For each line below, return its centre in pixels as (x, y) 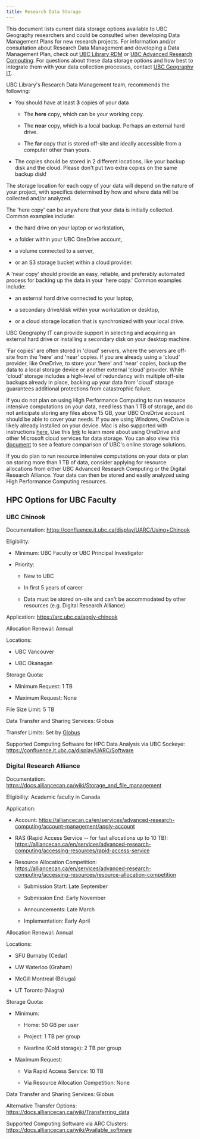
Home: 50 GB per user (51, 1025)
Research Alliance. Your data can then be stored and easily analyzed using (98, 475)
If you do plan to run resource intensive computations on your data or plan (97, 456)
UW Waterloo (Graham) (43, 967)
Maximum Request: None (46, 698)
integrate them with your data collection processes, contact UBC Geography (100, 67)
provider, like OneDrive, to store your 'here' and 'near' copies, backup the (96, 363)
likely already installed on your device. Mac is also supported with (87, 425)
